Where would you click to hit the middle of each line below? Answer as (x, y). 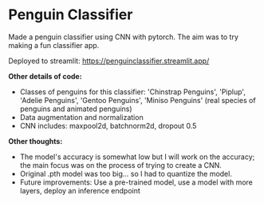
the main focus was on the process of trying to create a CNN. (120, 165)
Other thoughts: (35, 141)
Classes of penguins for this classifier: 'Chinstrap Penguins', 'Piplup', (132, 92)
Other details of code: (45, 76)
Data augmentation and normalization (81, 117)
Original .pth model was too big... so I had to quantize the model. (126, 173)
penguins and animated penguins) (76, 109)
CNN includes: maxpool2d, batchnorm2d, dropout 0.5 (108, 125)
